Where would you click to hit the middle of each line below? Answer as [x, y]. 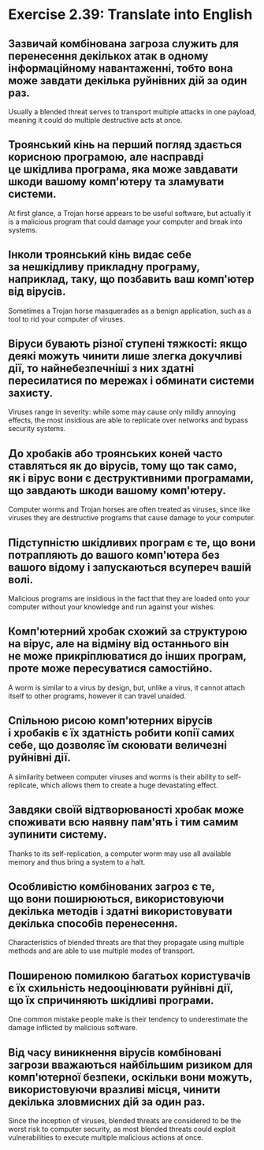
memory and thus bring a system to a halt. [77, 862]
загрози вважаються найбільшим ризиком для [131, 1064]
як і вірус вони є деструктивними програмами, [131, 478]
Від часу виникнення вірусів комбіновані [115, 1053]
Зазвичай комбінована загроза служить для [123, 44]
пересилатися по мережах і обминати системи [131, 381]
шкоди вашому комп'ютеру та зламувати [116, 182]
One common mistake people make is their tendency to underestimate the [128, 1019]
